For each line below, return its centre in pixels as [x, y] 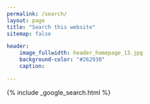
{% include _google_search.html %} [59, 92]
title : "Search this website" [51, 27]
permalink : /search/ [37, 14]
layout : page [26, 21]
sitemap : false [29, 34]
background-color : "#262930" [62, 60]
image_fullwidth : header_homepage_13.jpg [81, 53]
